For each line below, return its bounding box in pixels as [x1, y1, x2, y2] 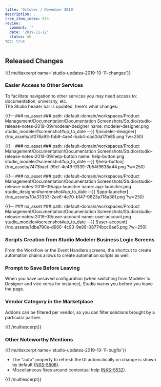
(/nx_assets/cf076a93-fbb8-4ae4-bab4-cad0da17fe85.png [5, 134, 124, 139]
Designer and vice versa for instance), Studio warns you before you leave [5, 281, 153, 287]
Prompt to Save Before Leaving [5, 265, 80, 271]
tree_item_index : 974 [5, 16, 49, 21]
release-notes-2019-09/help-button [5, 153, 77, 159]
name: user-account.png [81, 213, 131, 219]
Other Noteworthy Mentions [5, 336, 73, 343]
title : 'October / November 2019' [5, 7, 76, 12]
